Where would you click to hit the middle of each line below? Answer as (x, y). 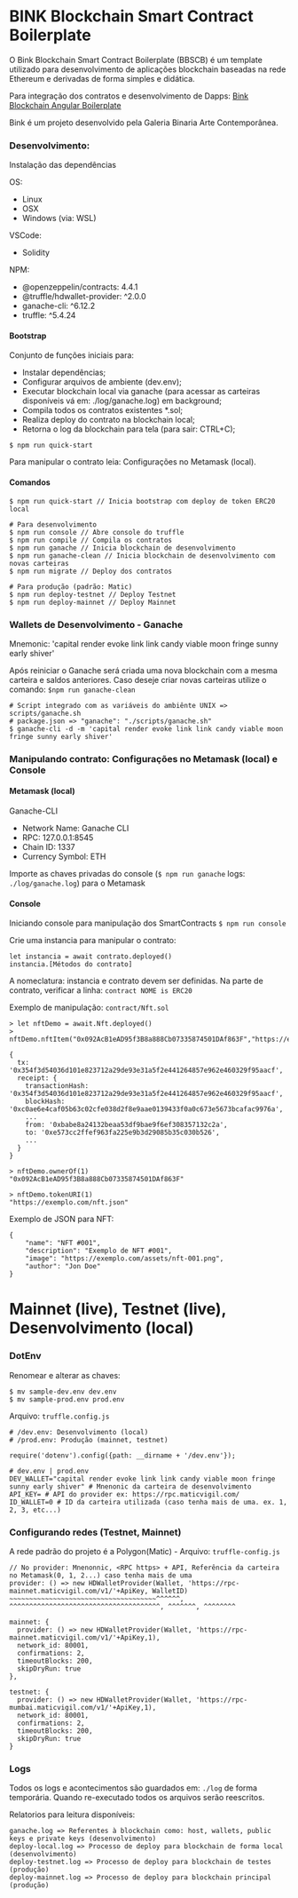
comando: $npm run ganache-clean (72, 689)
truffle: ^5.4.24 (49, 315)
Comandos (30, 482)
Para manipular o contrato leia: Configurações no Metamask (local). (133, 462)
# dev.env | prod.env (49, 1471)
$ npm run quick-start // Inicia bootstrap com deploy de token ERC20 (142, 501)
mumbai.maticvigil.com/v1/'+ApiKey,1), (83, 1708)
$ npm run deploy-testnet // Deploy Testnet (93, 594)
